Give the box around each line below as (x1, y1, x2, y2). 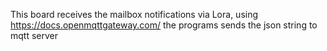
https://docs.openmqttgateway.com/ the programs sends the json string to (10, 19, 318, 31)
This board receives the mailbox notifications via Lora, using (10, 9, 259, 20)
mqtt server (10, 30, 59, 41)
